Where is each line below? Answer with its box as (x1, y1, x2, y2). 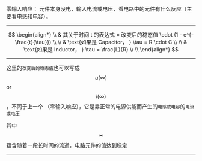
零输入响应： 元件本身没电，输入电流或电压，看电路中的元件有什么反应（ (6, 5, 187, 12)
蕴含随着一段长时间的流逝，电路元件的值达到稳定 (6, 142, 127, 148)
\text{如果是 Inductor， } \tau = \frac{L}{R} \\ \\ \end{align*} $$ (23, 46, 179, 53)
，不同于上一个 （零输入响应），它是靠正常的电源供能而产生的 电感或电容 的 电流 (6, 103, 195, 110)
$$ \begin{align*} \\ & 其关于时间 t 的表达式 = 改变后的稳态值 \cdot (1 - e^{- (8, 31, 194, 38)
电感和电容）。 (16, 13, 51, 20)
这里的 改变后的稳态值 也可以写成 (6, 65, 80, 71)
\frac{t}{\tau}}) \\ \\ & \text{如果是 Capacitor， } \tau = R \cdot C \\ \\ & (14, 38, 188, 45)
